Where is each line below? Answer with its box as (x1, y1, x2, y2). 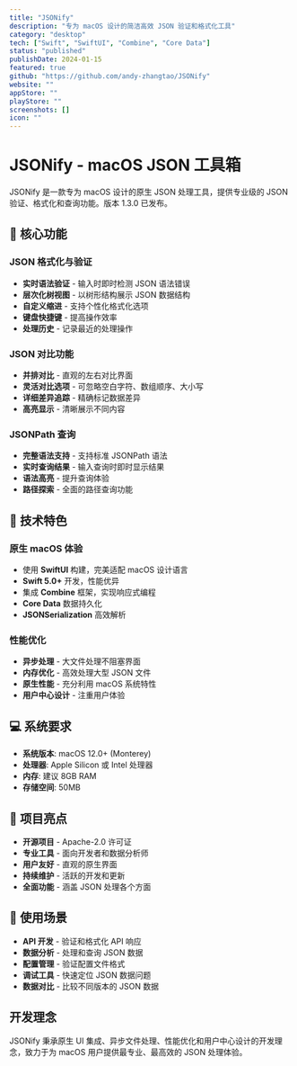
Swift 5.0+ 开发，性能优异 (22, 576, 119, 587)
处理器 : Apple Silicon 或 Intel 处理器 (22, 759, 153, 770)
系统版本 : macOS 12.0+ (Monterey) (22, 748, 152, 759)
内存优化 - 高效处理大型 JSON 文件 (22, 667, 152, 678)
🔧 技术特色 (9, 513, 67, 528)
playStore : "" (9, 96, 63, 106)
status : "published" (9, 47, 87, 56)
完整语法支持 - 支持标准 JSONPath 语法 (22, 451, 168, 461)
